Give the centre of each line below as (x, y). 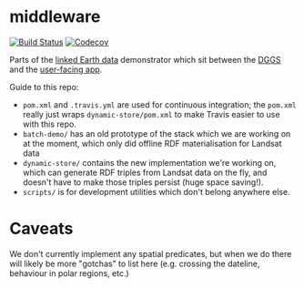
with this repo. (50, 124)
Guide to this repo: (44, 87)
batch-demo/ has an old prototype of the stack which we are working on (157, 133)
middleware (55, 17)
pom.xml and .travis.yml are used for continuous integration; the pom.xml (159, 104)
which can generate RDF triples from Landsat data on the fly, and (145, 172)
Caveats (41, 229)
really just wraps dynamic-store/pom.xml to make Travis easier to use (151, 114)
